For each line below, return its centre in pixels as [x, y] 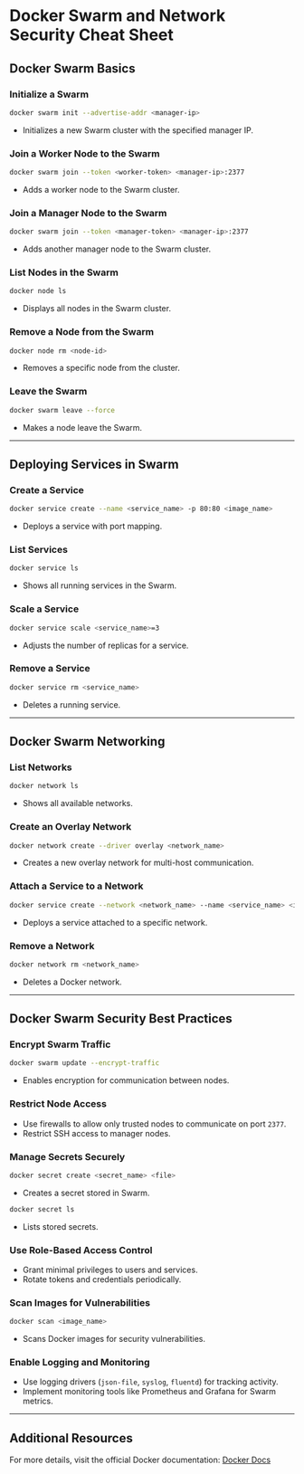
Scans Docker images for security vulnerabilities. [114, 1339]
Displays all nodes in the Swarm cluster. [97, 309]
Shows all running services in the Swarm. [100, 585]
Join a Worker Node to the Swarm [85, 153]
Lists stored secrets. [60, 1226]
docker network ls [44, 786]
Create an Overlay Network [71, 827]
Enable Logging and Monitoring [80, 1363]
